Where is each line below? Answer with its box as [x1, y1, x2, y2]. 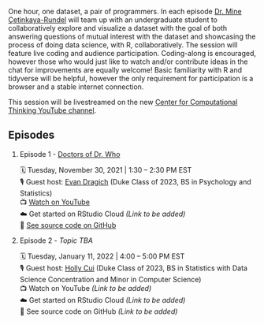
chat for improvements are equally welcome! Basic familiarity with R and [8, 65, 243, 74]
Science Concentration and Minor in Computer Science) [19, 274, 202, 284]
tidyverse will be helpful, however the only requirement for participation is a [8, 74, 254, 83]
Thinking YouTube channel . [8, 106, 97, 115]
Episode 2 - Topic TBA [19, 236, 93, 245]
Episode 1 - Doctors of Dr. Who [19, 149, 121, 158]
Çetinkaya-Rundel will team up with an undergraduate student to [8, 15, 218, 24]
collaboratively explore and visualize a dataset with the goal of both [8, 24, 228, 32]
